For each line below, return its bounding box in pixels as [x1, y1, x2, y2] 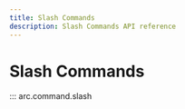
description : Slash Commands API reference [9, 22, 177, 31]
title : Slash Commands [9, 13, 95, 23]
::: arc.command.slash [9, 91, 92, 102]
